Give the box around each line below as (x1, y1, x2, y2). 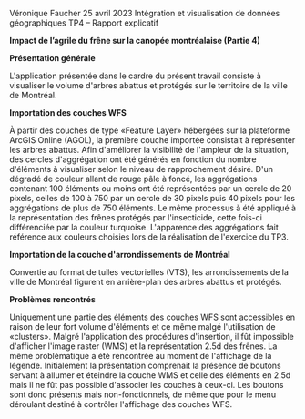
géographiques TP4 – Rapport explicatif (9, 17, 159, 28)
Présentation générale (9, 53, 96, 63)
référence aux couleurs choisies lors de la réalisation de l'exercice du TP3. (9, 231, 289, 242)
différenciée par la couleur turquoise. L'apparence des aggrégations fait (9, 222, 280, 232)
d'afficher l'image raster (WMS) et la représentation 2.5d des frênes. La (9, 341, 278, 352)
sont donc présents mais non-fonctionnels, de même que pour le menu (9, 389, 276, 400)
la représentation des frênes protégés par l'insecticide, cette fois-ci (9, 212, 262, 222)
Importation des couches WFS (9, 107, 127, 118)
